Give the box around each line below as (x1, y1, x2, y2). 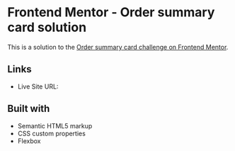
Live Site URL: (17, 82, 59, 91)
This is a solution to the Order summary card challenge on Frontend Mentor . (7, 43, 229, 51)
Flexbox (17, 136, 41, 145)
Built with (7, 103, 50, 115)
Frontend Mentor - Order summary (7, 4, 215, 21)
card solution (7, 19, 87, 35)
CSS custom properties (17, 129, 86, 138)
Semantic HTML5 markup (17, 121, 93, 130)
